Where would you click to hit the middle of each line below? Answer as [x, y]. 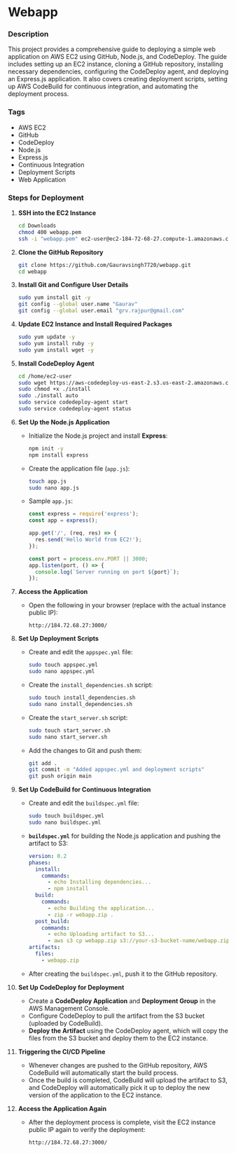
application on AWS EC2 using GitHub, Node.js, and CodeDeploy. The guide [117, 57]
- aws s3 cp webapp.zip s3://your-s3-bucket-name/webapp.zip [138, 941]
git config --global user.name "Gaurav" [78, 304]
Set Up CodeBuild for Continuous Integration [84, 789]
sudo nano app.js [54, 488]
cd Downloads [37, 226]
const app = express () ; [63, 520]
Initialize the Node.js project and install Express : [98, 436]
